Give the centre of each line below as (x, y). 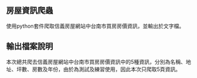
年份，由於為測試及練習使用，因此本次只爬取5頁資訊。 (114, 69)
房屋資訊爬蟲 (30, 11)
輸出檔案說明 (30, 46)
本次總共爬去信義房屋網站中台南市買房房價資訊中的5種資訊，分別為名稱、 (96, 61)
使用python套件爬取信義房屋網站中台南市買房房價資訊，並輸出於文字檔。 (95, 26)
